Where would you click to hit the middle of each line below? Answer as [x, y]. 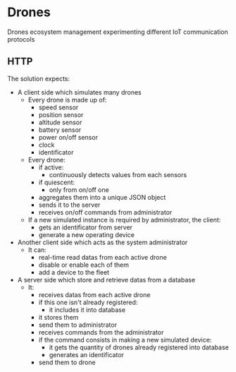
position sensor [61, 114]
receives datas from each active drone [94, 294]
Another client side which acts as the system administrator [103, 242]
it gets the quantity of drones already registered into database [139, 347]
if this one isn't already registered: [88, 302]
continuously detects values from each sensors [118, 174]
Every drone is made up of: [67, 100]
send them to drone [67, 362]
